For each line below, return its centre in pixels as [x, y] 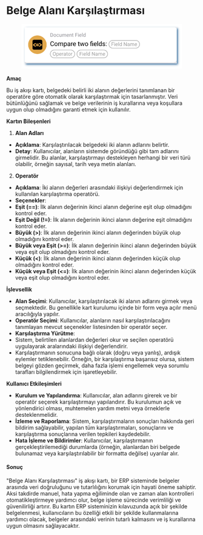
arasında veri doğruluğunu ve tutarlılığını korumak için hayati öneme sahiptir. [101, 487]
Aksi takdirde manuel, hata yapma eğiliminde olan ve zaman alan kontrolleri [100, 494]
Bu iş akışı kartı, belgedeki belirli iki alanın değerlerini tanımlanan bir [91, 90]
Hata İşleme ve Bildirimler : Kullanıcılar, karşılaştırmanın [84, 440]
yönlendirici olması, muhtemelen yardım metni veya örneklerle [92, 408]
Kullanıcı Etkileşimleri [34, 384]
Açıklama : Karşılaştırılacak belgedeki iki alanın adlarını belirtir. [92, 145]
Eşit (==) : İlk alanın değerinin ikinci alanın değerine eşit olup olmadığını [103, 207]
